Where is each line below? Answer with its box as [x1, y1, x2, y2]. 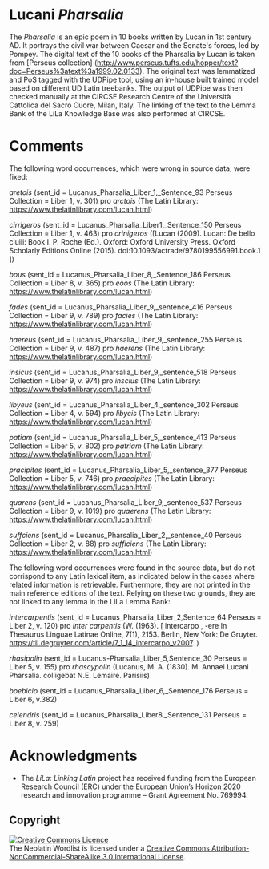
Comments [9, 137, 84, 156]
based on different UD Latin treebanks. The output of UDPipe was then [9, 83, 243, 93]
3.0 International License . [102, 851, 187, 861]
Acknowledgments [9, 747, 139, 765]
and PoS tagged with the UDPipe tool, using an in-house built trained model [9, 75, 259, 84]
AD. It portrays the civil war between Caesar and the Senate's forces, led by [9, 40, 259, 50]
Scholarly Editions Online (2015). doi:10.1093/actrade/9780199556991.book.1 [9, 245, 261, 255]
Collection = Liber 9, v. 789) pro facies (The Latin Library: [9, 310, 199, 320]
